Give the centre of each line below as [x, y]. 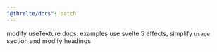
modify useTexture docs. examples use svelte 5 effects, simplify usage [108, 33]
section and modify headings [49, 41]
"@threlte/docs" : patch [42, 14]
